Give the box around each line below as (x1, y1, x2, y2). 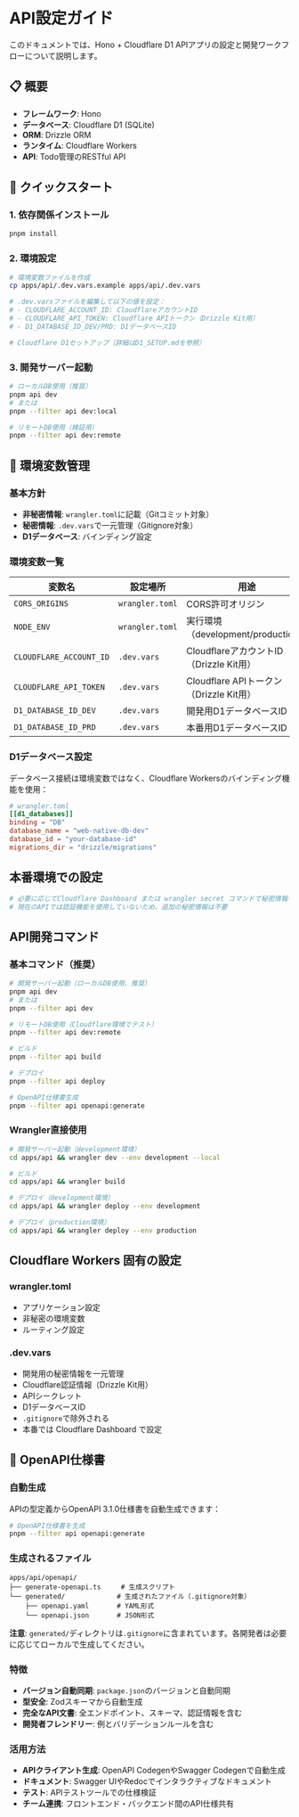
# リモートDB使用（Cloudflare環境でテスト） (9, 1019, 158, 1029)
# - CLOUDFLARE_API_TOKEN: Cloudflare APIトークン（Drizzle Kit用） (9, 314, 260, 323)
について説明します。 (24, 50, 102, 61)
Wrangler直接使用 (9, 1124, 87, 1136)
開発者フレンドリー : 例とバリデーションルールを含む (21, 1718, 214, 1729)
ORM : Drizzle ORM (21, 129, 92, 140)
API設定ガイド (9, 8, 114, 29)
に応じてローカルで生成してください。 (9, 1639, 149, 1649)
